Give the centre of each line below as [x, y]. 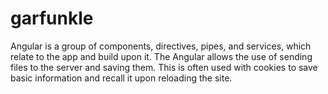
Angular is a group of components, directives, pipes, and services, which [161, 46]
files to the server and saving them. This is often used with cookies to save [164, 67]
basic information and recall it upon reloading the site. [121, 78]
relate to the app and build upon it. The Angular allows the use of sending [161, 56]
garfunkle [52, 18]
